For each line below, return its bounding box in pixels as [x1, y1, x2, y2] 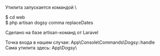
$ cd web [5, 14, 25, 20]
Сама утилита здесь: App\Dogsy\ [5, 45, 77, 50]
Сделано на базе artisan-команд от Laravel [5, 30, 98, 35]
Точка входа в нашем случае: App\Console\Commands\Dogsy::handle [5, 39, 155, 45]
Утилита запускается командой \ [5, 5, 77, 10]
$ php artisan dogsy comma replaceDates [5, 20, 93, 25]
